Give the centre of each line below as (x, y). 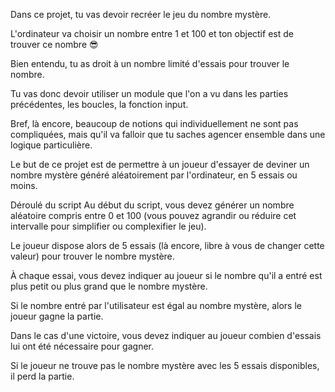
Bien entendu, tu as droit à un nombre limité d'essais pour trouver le (150, 63)
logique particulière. (51, 145)
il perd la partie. (42, 376)
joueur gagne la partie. (57, 316)
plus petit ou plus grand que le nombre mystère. (109, 286)
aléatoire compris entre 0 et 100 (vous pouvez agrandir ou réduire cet (153, 215)
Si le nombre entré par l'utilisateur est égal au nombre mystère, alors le (156, 305)
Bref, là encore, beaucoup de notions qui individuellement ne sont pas (154, 123)
